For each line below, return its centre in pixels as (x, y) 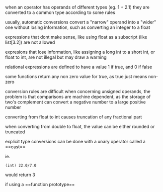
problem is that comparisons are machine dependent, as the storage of (78, 97)
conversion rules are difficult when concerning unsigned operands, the (78, 91)
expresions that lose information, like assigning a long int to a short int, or (80, 52)
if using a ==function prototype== (40, 184)
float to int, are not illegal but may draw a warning (56, 57)
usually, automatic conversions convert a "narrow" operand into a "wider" (81, 22)
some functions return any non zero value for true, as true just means (76, 76)
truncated (15, 132)
